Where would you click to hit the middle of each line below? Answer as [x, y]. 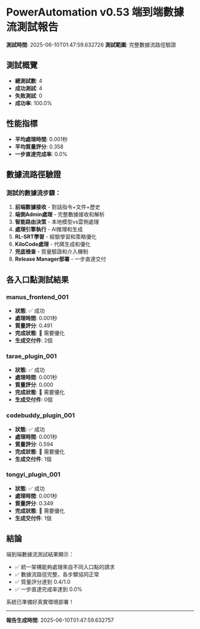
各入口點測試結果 [37, 279]
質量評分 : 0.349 [34, 503]
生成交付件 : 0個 [34, 400]
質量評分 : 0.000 [34, 385]
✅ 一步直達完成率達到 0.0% [49, 589]
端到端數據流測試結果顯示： [40, 554]
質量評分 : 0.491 [33, 326]
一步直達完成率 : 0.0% [41, 154]
